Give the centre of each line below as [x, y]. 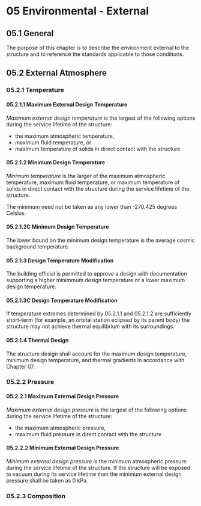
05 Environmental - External [78, 11]
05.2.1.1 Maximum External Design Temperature [67, 104]
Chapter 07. [20, 366]
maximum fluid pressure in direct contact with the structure [88, 434]
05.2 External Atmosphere [56, 73]
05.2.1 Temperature [35, 90]
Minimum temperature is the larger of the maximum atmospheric [86, 176]
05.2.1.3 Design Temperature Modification [60, 261]
